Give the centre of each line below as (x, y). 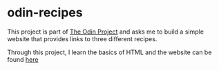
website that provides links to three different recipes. (82, 38)
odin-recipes (45, 13)
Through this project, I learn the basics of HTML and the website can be (109, 52)
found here (23, 59)
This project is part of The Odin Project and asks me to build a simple (105, 32)
